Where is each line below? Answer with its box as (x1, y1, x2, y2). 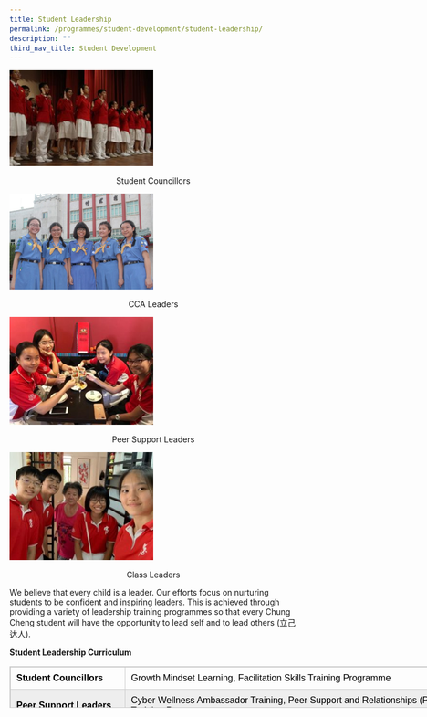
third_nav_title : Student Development (9, 44, 157, 53)
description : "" (9, 34, 71, 43)
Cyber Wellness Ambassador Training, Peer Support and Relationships (130, 695, 418, 706)
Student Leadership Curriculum (9, 647, 132, 658)
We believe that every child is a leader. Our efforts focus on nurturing (9, 587, 269, 598)
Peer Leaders (16, 700, 112, 712)
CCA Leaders (128, 299, 179, 310)
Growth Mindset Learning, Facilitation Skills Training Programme (130, 672, 391, 684)
